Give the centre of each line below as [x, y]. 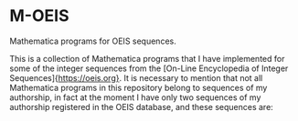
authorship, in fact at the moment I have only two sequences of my [135, 97]
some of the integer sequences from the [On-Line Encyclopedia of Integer [149, 68]
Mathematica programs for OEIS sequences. [93, 41]
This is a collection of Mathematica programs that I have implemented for [147, 58]
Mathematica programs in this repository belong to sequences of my [138, 87]
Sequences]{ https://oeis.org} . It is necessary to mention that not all [136, 77]
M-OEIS [39, 16]
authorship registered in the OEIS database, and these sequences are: [142, 106]
